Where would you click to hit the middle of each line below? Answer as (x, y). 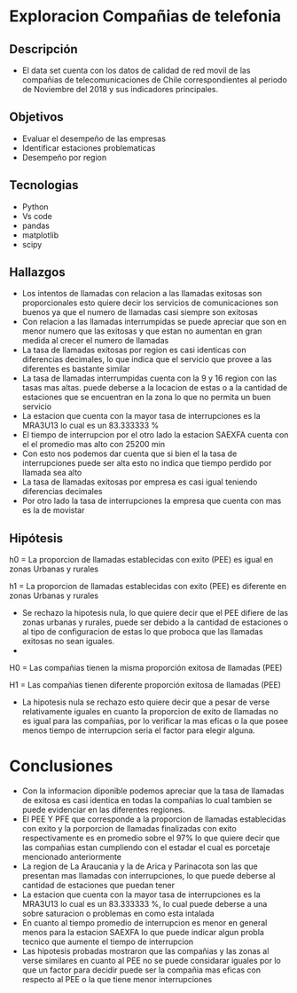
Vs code (37, 216)
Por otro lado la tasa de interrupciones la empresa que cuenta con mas (152, 501)
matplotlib (40, 235)
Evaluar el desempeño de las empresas (94, 138)
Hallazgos (37, 272)
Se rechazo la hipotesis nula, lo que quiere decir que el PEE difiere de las (155, 613)
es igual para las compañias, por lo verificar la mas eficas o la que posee (155, 721)
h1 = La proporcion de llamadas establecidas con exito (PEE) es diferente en (148, 587)
